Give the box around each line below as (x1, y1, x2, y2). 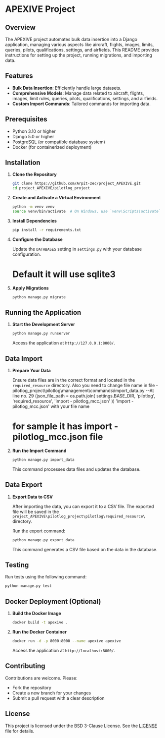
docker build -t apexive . (12, 620, 68, 625)
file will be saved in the (12, 509, 59, 514)
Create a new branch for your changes (12, 690, 91, 696)
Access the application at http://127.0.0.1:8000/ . (12, 340, 115, 346)
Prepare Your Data (12, 368, 51, 374)
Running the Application (5, 308, 82, 317)
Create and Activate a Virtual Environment (12, 195, 101, 201)
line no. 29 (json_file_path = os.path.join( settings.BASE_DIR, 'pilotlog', (12, 393, 156, 399)
